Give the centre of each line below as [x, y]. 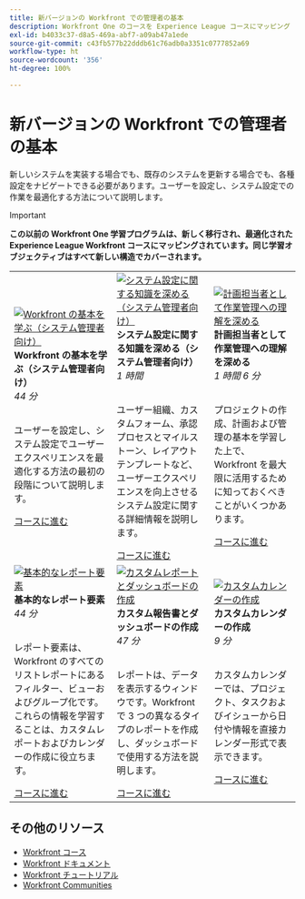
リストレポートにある [60, 674]
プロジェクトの [246, 409]
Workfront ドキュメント [66, 863]
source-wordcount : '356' [56, 60]
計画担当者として [250, 335]
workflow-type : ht [44, 52]
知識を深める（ [157, 348]
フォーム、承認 [166, 423]
